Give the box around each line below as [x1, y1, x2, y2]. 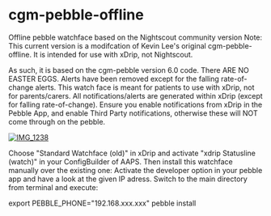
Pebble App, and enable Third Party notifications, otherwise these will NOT [8, 108, 258, 118]
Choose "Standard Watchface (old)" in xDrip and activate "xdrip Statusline [8, 148, 256, 158]
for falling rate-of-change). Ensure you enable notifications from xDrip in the [8, 100, 263, 109]
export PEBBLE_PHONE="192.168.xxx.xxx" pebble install [8, 198, 197, 208]
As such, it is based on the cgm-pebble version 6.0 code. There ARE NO [8, 65, 249, 74]
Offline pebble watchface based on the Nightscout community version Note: [8, 32, 263, 42]
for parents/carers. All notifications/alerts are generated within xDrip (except [8, 91, 263, 100]
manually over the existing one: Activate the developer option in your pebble [8, 165, 263, 175]
